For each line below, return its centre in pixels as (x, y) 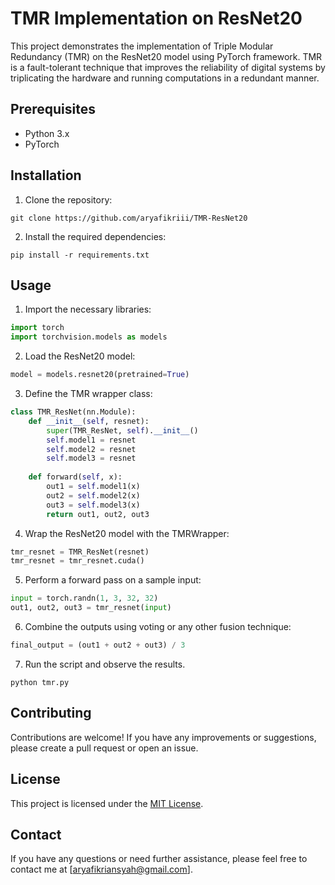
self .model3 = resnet (91, 458)
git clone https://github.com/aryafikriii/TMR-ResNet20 (129, 218)
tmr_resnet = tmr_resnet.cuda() (77, 561)
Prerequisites (53, 109)
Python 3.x (47, 133)
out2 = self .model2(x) (93, 495)
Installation (46, 175)
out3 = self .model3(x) (93, 505)
